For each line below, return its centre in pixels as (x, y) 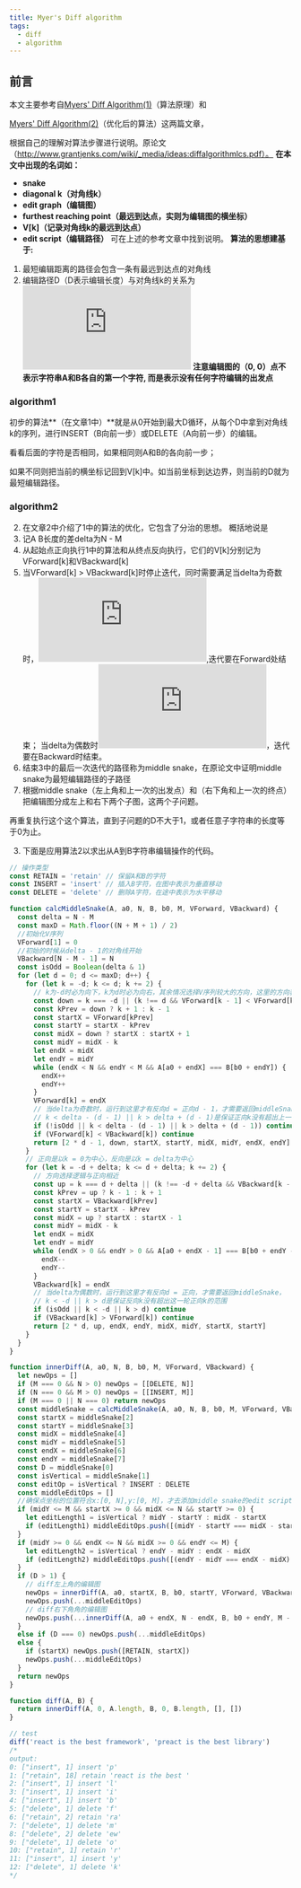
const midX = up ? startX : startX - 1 (107, 1217)
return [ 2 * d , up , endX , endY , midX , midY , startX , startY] (150, 1326)
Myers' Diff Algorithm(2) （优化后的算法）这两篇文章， (109, 124)
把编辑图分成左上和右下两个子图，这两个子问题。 (112, 801)
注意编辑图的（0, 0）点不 (239, 367)
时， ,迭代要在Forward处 (150, 659)
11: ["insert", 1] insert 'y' (66, 1859)
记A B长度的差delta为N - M (72, 539)
